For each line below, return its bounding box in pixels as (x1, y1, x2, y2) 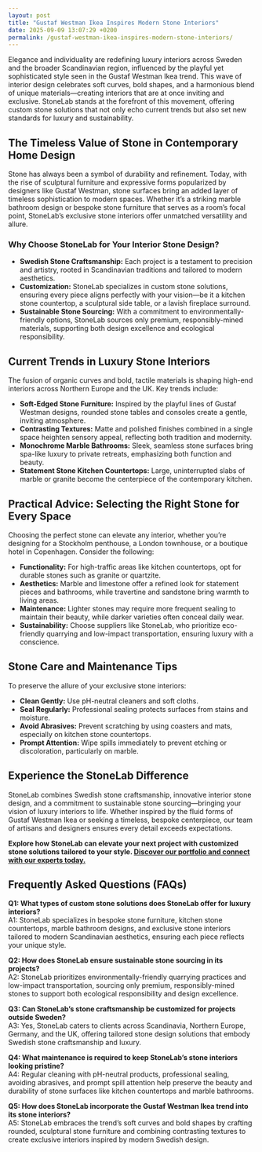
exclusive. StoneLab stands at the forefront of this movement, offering (8, 97, 235, 106)
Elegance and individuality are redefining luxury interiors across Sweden (8, 55, 242, 64)
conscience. (19, 637, 60, 647)
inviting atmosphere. (19, 416, 86, 425)
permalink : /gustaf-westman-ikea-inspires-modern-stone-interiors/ (8, 33, 234, 42)
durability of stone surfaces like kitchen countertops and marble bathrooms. (8, 1086, 254, 1096)
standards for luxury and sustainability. (8, 113, 134, 123)
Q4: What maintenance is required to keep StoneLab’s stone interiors (8, 1053, 238, 1062)
